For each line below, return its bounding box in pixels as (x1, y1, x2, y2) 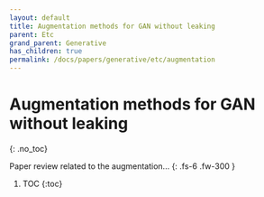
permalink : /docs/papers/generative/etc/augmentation (9, 55, 216, 64)
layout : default (9, 13, 70, 23)
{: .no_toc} (9, 143, 48, 154)
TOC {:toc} (22, 178, 63, 189)
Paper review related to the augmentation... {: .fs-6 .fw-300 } (9, 160, 236, 172)
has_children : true (9, 47, 83, 56)
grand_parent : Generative (9, 38, 106, 48)
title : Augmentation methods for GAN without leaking (9, 22, 216, 31)
